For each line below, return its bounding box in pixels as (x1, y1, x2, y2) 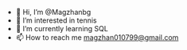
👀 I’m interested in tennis (15, 16, 97, 25)
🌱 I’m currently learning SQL (15, 24, 109, 33)
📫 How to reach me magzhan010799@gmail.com (15, 33, 179, 42)
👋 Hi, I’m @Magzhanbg (15, 8, 92, 16)
